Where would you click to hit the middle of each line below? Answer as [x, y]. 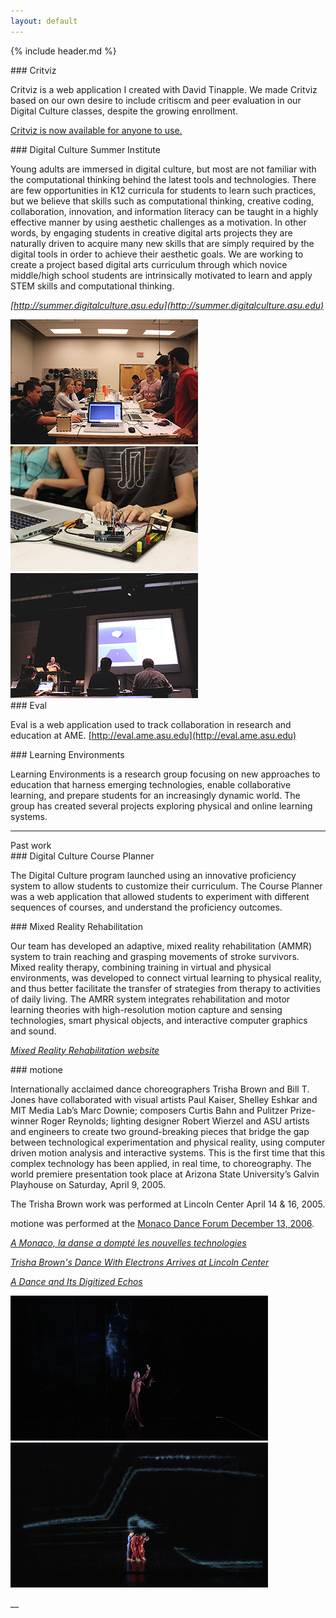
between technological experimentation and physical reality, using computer [168, 1142]
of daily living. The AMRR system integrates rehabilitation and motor [150, 999]
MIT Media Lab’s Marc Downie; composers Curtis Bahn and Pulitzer [149, 1110]
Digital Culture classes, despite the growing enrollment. [124, 111]
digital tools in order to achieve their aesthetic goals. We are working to [157, 254]
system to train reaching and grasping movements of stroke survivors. [155, 956]
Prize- [302, 1110]
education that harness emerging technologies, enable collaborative [151, 784]
